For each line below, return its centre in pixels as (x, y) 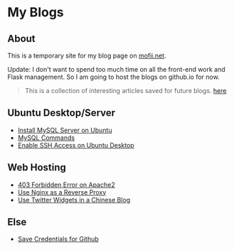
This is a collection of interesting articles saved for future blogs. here (126, 91)
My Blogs (36, 12)
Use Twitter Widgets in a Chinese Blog (74, 200)
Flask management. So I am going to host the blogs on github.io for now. (113, 77)
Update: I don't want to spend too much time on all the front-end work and (116, 69)
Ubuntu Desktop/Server (62, 113)
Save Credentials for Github (58, 239)
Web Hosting (37, 168)
